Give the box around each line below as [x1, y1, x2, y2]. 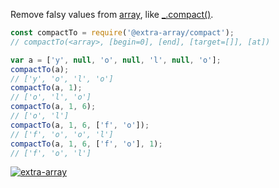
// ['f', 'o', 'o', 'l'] [10, 129, 114, 139]
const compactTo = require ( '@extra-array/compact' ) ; [10, 28, 235, 38]
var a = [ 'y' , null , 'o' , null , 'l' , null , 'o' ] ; [10, 55, 222, 65]
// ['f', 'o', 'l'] [10, 148, 92, 158]
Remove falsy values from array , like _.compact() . [10, 9, 214, 20]
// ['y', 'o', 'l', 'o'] [10, 74, 114, 84]
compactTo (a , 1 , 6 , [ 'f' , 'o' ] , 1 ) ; [10, 139, 163, 149]
